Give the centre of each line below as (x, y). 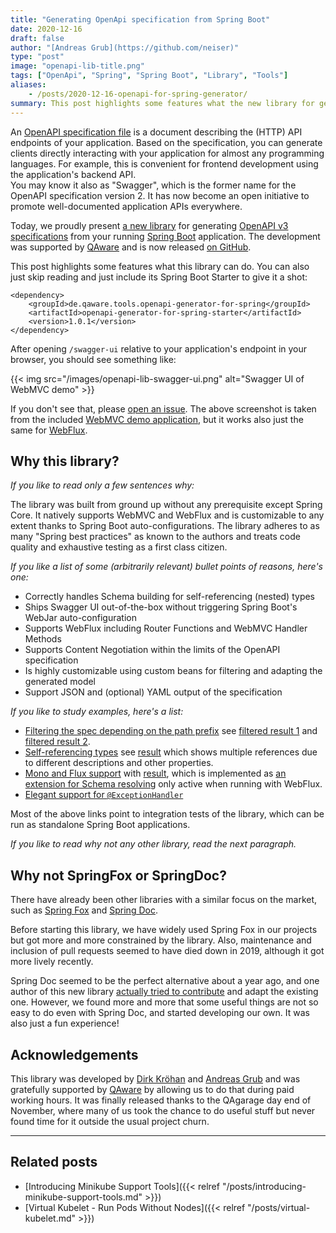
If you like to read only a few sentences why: (102, 485)
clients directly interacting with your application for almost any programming (167, 153)
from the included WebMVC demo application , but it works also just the (157, 419)
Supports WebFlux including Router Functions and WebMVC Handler (166, 628)
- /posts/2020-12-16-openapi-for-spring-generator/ (138, 94)
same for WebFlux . (49, 430)
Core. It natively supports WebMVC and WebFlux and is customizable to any (167, 515)
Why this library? (65, 461)
